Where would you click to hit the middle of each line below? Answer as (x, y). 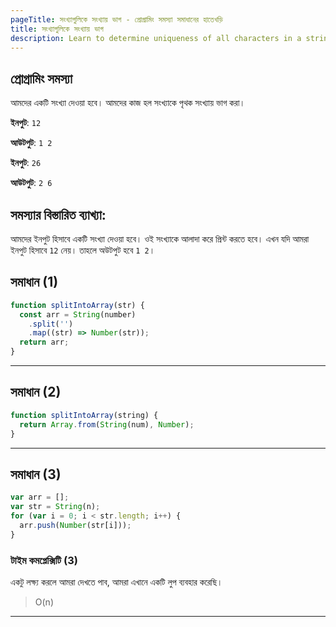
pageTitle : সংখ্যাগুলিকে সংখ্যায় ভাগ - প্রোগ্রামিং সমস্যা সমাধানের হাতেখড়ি (116, 19)
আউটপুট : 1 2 (31, 143)
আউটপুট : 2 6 (31, 183)
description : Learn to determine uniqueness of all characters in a (156, 38)
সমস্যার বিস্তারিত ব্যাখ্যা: (58, 214)
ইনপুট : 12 (26, 123)
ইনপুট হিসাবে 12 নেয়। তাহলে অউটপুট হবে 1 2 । (83, 250)
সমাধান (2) (36, 392)
